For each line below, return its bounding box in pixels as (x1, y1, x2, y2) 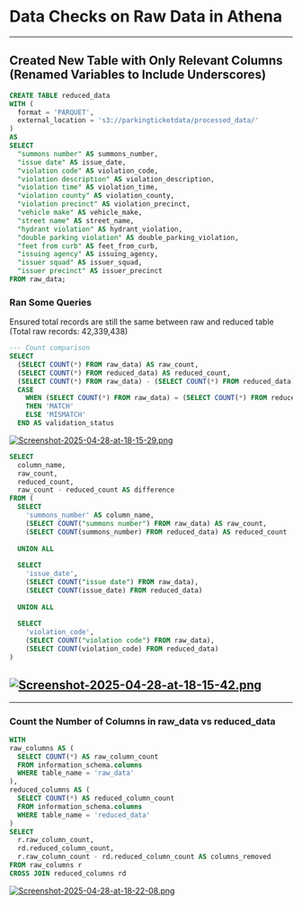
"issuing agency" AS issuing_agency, (17, 250, 159, 259)
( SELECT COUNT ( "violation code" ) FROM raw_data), (25, 636, 216, 645)
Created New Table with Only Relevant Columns (9, 53, 283, 68)
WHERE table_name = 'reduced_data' (17, 811, 151, 820)
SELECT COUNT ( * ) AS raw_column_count (17, 752, 159, 761)
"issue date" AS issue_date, (17, 157, 127, 167)
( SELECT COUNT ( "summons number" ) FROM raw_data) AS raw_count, (25, 519, 268, 528)
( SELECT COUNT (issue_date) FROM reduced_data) (25, 586, 203, 595)
